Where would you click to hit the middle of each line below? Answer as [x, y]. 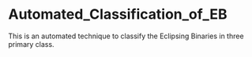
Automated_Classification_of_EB [118, 14]
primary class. [31, 44]
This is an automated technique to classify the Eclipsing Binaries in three [126, 36]
